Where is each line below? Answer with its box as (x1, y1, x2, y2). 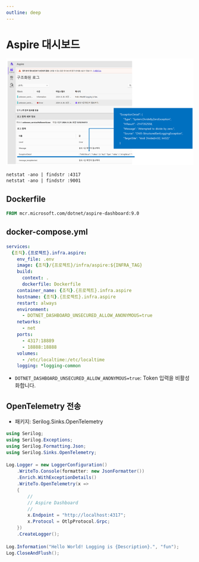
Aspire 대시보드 (6, 38, 80, 51)
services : (6, 243, 31, 250)
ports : (17, 331, 33, 338)
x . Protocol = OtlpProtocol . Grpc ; (27, 518, 110, 524)
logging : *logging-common (17, 363, 81, 369)
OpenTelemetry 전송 (6, 401, 81, 411)
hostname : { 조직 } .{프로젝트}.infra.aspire (17, 294, 116, 300)
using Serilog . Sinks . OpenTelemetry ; (6, 449, 97, 455)
